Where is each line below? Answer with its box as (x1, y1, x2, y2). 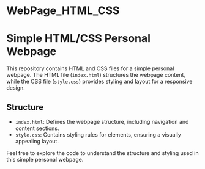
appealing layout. (15, 137, 59, 145)
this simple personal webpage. (6, 156, 84, 163)
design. (6, 84, 26, 92)
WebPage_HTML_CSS (6, 4, 120, 18)
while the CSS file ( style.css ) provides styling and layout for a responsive (6, 77, 193, 85)
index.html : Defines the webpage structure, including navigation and (15, 118, 189, 125)
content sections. (15, 124, 59, 132)
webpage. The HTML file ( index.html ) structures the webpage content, (6, 71, 185, 79)
